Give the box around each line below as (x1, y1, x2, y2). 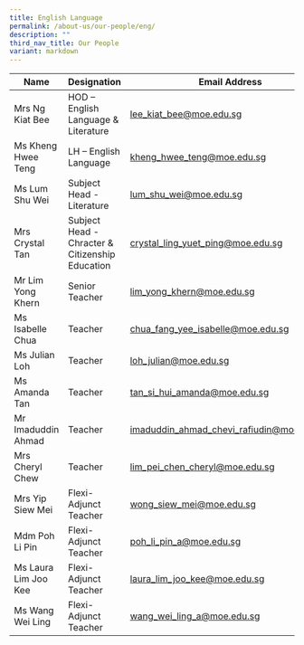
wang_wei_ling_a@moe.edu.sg (129, 610, 261, 622)
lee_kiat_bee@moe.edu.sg (129, 108, 242, 120)
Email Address (198, 76, 262, 89)
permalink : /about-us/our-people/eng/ (9, 22, 156, 31)
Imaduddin (14, 423, 60, 436)
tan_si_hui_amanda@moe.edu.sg (129, 386, 270, 399)
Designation (67, 76, 122, 89)
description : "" (9, 30, 71, 39)
